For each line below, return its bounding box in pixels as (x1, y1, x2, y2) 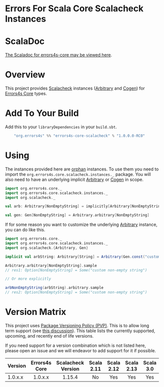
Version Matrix (5, 307, 66, 317)
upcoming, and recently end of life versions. (5, 333, 94, 339)
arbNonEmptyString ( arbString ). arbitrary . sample (5, 285, 104, 290)
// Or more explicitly (5, 276, 51, 282)
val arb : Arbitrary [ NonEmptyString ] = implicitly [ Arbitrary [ (5, 204, 132, 209)
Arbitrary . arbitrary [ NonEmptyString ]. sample (5, 263, 97, 268)
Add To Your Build (5, 108, 79, 119)
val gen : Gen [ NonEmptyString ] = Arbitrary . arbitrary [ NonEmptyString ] (5, 213, 150, 218)
